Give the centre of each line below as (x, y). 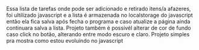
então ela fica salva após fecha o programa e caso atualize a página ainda (98, 21)
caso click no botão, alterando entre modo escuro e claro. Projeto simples (98, 34)
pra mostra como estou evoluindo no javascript (65, 41)
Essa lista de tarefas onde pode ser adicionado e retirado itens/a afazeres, (99, 9)
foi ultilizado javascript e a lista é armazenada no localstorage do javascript (99, 15)
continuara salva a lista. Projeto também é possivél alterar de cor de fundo (99, 28)
